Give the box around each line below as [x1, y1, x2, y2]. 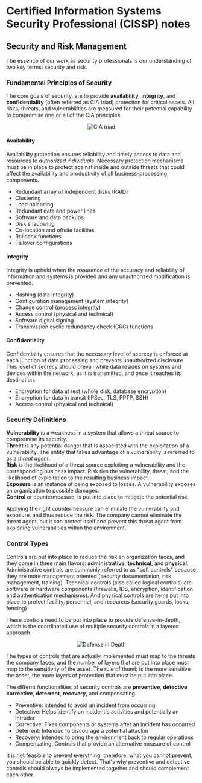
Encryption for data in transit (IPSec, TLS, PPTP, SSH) [14, 394, 149, 401]
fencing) [6, 604, 27, 612]
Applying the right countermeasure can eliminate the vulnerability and [6, 505, 180, 513]
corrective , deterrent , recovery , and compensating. [6, 689, 137, 697]
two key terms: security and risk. [6, 63, 87, 71]
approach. [6, 629, 32, 636]
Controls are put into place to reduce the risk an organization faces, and [6, 553, 185, 560]
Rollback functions [14, 232, 62, 240]
